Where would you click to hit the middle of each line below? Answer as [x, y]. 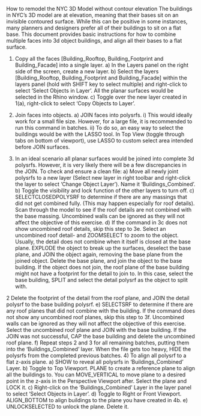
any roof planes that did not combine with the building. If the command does [101, 311]
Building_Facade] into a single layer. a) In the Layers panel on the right [102, 65]
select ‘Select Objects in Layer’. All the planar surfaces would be [94, 90]
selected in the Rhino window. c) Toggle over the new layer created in [101, 97]
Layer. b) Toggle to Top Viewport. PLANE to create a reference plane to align [101, 368]
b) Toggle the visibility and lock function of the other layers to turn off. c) [105, 191]
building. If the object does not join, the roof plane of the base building [102, 267]
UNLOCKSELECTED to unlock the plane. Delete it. [67, 406]
